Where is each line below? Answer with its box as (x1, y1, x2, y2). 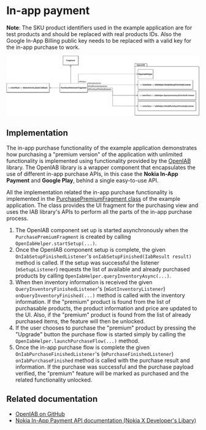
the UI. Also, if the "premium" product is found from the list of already (15, 311, 191, 319)
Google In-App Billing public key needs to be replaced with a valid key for (6, 37, 192, 44)
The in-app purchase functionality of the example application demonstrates (6, 144, 197, 151)
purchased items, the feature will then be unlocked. (15, 317, 145, 325)
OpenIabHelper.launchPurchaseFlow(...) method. (15, 337, 140, 344)
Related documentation (6, 394, 98, 404)
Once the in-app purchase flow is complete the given (15, 344, 150, 351)
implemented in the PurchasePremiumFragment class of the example (6, 195, 181, 202)
